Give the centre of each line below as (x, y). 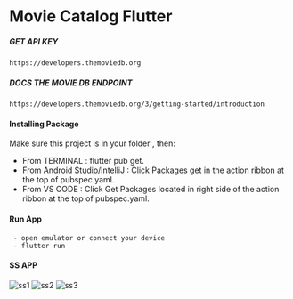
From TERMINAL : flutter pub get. (83, 161)
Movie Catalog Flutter (91, 16)
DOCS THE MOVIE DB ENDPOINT (71, 83)
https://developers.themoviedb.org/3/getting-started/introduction (137, 104)
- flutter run (39, 246)
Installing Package (44, 124)
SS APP (24, 265)
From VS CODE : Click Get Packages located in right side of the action (151, 190)
